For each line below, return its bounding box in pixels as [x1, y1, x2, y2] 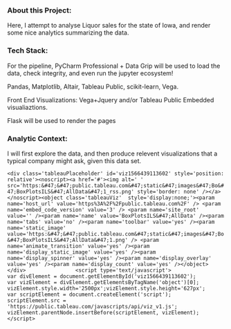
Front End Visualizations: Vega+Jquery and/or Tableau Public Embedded [7, 95, 214, 104]
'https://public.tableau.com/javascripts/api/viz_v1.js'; [7, 303, 178, 310]
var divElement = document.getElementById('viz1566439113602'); [7, 272, 196, 280]
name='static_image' [7, 224, 67, 232]
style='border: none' [137, 188, 199, 195]
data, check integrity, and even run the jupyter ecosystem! [7, 68, 174, 77]
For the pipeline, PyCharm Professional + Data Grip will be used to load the [7, 62, 221, 70]
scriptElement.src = [7, 297, 67, 304]
